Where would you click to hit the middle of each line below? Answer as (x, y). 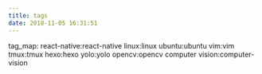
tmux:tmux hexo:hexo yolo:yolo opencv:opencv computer (103, 54)
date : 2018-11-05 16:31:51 (53, 23)
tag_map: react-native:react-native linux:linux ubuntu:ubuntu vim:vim (121, 45)
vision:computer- (226, 54)
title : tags (28, 16)
